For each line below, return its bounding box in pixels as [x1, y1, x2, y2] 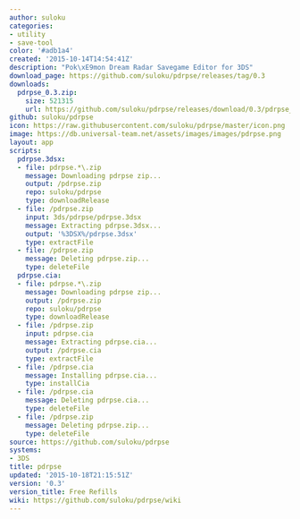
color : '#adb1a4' [9, 47, 74, 55]
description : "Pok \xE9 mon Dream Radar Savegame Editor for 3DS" [9, 64, 254, 72]
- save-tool [9, 38, 54, 47]
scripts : [9, 146, 42, 155]
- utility [9, 30, 46, 38]
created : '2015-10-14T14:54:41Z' [9, 55, 134, 64]
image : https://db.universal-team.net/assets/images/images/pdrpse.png [9, 130, 281, 139]
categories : [9, 21, 54, 30]
